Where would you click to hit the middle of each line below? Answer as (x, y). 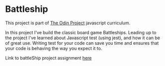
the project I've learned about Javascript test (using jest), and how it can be (83, 38)
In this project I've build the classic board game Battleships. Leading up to (81, 32)
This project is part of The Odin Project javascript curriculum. (68, 23)
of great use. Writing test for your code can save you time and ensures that (82, 43)
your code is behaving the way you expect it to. (54, 48)
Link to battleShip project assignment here (48, 58)
